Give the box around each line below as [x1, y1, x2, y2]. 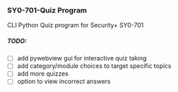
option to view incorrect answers [17, 78, 111, 86]
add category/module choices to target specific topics [17, 62, 172, 70]
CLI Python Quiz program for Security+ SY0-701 [7, 21, 144, 30]
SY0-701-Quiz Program [7, 5, 88, 15]
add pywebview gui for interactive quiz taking [17, 54, 147, 62]
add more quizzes [17, 69, 69, 78]
